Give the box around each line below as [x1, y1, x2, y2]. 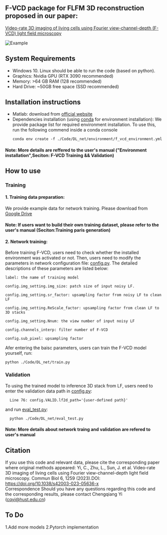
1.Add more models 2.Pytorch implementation [5, 524, 99, 530]
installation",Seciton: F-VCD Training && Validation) [5, 152, 115, 158]
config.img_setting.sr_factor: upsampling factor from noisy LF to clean [5, 292, 162, 298]
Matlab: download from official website [12, 111, 93, 117]
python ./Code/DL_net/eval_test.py [9, 416, 84, 421]
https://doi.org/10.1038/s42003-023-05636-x [5, 481, 99, 487]
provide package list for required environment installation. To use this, [12, 122, 156, 128]
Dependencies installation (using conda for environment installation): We [12, 117, 162, 123]
